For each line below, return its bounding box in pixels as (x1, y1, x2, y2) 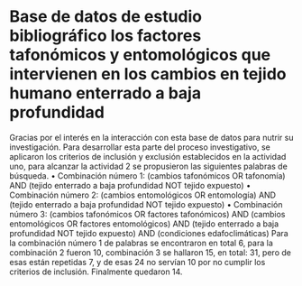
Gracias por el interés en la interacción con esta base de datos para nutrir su (9, 132, 294, 143)
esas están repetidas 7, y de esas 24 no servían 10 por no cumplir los (9, 256, 266, 267)
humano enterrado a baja (9, 83, 201, 104)
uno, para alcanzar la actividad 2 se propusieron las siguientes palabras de (9, 161, 288, 171)
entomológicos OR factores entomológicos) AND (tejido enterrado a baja (9, 218, 279, 229)
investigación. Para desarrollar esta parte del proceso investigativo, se (9, 142, 270, 152)
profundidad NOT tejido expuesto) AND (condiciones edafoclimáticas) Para (9, 227, 288, 238)
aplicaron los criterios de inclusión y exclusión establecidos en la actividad (9, 151, 287, 161)
